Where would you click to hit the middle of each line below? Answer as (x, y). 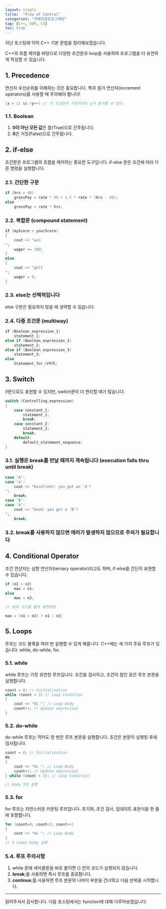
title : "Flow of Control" (33, 14)
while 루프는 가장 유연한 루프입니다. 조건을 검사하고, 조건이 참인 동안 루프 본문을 (82, 674)
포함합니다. (21, 815)
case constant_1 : (32, 410)
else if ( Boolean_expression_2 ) (38, 340)
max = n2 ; (24, 598)
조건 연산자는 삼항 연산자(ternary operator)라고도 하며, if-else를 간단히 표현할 (81, 569)
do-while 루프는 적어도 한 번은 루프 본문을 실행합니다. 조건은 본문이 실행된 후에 (81, 737)
